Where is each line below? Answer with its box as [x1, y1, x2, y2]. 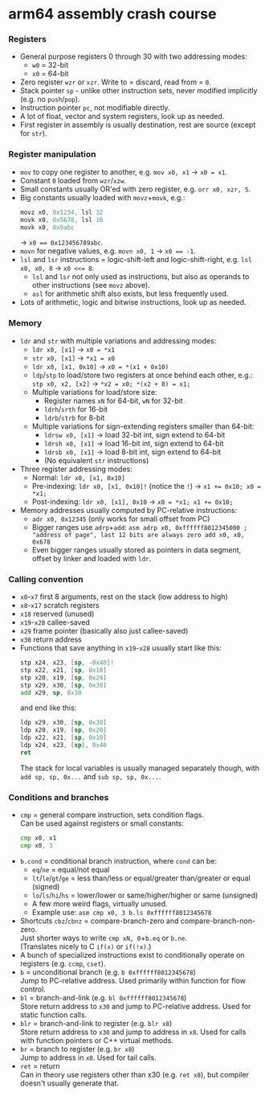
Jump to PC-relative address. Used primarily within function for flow [19, 975, 247, 985]
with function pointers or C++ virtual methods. [19, 1035, 174, 1045]
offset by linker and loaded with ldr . [31, 553, 152, 563]
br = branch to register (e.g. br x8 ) [19, 1044, 135, 1053]
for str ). [19, 129, 47, 138]
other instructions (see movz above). [31, 281, 150, 290]
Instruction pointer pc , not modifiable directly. [19, 103, 170, 113]
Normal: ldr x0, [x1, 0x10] [31, 472, 126, 482]
